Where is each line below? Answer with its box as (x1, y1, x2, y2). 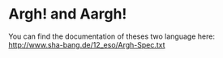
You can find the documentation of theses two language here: (8, 31, 215, 41)
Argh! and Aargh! (8, 5, 127, 23)
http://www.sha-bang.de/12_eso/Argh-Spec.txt (8, 39, 165, 49)
